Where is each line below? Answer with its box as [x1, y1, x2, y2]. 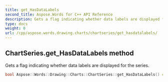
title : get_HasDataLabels [5, 7, 59, 12]
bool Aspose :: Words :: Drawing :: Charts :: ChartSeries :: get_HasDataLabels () [5, 72, 160, 77]
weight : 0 [5, 26, 26, 31]
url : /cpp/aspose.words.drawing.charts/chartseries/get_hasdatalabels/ [5, 30, 157, 35]
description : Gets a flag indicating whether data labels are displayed [5, 16, 160, 21]
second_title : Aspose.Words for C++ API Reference [5, 12, 113, 17]
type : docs [5, 21, 28, 26]
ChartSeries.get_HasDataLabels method [5, 49, 134, 57]
